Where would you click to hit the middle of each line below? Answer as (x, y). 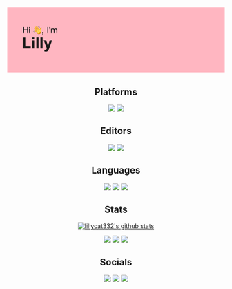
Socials (116, 262)
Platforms (116, 92)
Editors (116, 131)
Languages (116, 170)
